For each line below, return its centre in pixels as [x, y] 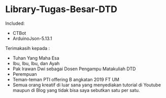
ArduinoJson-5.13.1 [32, 38]
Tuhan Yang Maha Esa [36, 58]
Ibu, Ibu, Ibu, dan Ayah [36, 63]
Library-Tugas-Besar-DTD [61, 9]
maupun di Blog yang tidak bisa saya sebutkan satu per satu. [76, 90]
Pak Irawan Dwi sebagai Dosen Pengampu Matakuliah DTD [74, 69]
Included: [15, 23]
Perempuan [25, 74]
